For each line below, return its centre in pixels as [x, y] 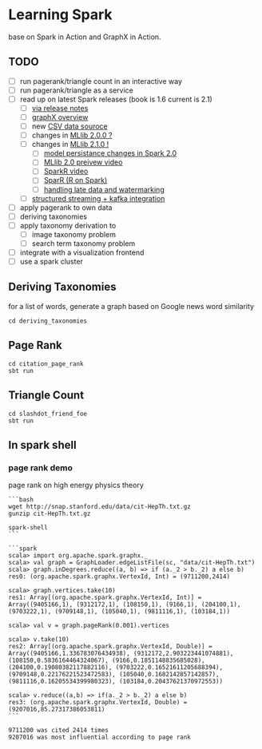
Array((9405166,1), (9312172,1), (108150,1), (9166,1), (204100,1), [125, 604]
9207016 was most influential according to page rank [100, 737]
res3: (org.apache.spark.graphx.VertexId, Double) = [98, 703]
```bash [21, 500]
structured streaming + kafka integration [98, 198]
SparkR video [66, 171]
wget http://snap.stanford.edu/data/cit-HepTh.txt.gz [100, 507]
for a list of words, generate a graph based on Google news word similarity [131, 306]
